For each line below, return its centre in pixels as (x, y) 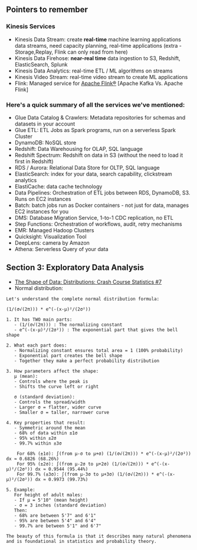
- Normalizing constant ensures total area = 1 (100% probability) (98, 350)
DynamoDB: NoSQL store (45, 142)
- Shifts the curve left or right (56, 386)
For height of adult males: (48, 495)
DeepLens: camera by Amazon (52, 243)
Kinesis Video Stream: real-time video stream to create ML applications (101, 77)
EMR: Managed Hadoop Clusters (54, 230)
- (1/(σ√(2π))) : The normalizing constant (68, 325)
